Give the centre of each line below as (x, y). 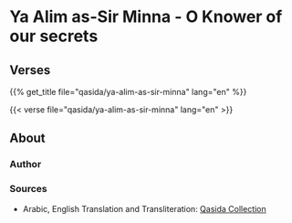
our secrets (54, 36)
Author (26, 165)
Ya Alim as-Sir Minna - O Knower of (146, 17)
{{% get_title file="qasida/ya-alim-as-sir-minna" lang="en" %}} (128, 92)
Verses (30, 70)
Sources (28, 189)
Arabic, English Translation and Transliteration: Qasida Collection (144, 208)
